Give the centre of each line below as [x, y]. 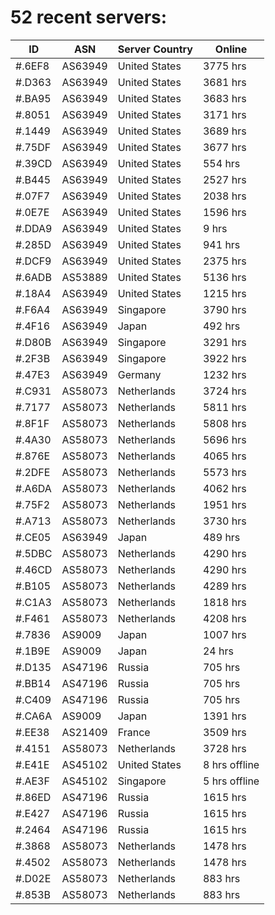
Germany [139, 374]
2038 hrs [224, 196]
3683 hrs [224, 98]
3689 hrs [224, 131]
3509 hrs [224, 732]
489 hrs [221, 537]
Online [231, 49]
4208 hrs [224, 618]
